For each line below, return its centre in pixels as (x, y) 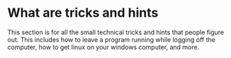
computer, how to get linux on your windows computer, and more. (103, 47)
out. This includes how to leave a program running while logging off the (112, 39)
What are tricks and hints (83, 13)
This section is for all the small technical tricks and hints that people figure (116, 32)
